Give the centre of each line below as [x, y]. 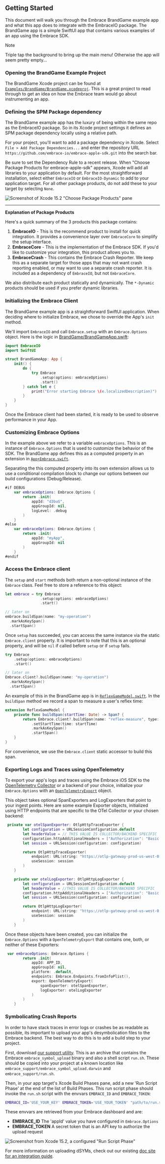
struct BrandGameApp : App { [34, 359]
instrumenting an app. [27, 99]
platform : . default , [52, 972]
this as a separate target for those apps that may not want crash [77, 263]
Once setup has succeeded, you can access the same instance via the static [82, 635]
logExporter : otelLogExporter [71, 990]
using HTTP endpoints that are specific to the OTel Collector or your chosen [82, 811]
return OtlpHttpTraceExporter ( [55, 852]
